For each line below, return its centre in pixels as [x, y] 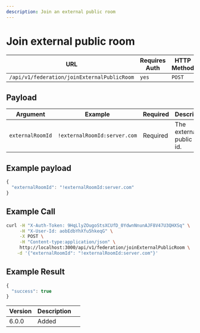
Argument [31, 114]
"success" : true [32, 291]
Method [183, 68]
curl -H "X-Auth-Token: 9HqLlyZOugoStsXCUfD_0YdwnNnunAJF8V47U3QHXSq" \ [98, 225]
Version [21, 311]
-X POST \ [32, 237]
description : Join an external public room [61, 12]
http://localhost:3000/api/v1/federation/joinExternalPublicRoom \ [105, 248]
